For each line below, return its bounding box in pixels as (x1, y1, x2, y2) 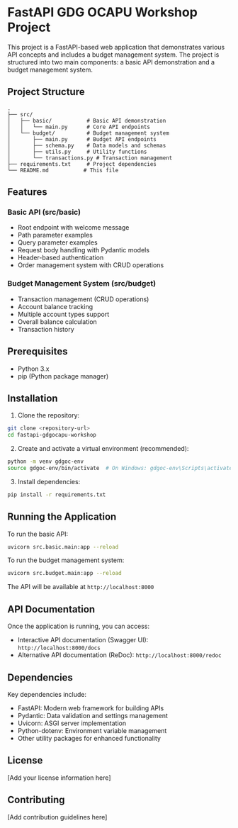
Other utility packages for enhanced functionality (17, 734, 161, 742)
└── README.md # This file (7, 167, 119, 174)
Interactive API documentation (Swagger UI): (17, 636, 149, 644)
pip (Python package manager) (17, 371, 109, 380)
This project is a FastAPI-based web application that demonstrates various (7, 43, 225, 51)
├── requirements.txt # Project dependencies (7, 160, 157, 167)
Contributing (7, 794, 65, 806)
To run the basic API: (7, 530, 69, 538)
